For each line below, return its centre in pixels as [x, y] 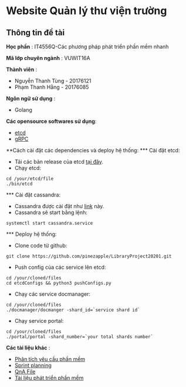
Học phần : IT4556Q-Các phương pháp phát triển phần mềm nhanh [87, 46]
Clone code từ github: [41, 246]
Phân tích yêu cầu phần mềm [50, 359]
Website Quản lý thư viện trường [87, 11]
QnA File [25, 371]
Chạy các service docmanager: [53, 294]
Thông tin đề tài [35, 33]
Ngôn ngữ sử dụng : [31, 99]
